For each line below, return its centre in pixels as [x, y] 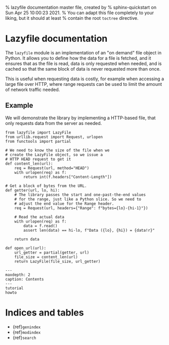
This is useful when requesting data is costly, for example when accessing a [85, 79]
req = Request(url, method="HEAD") [52, 168]
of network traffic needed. [33, 89]
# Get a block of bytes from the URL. [46, 186]
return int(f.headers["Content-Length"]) [68, 177]
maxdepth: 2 [18, 275]
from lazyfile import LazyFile [38, 132]
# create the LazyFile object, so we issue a [54, 154]
